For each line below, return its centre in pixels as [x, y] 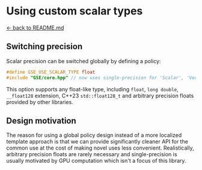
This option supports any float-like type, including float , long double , [92, 89]
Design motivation [41, 120]
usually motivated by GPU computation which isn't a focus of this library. [96, 161]
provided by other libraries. [40, 102]
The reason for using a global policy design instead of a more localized [94, 135]
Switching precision [44, 47]
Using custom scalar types [75, 11]
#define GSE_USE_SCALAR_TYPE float [51, 72]
